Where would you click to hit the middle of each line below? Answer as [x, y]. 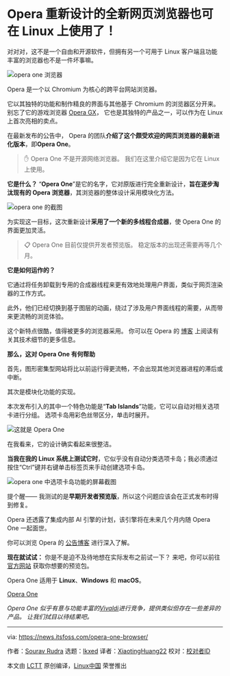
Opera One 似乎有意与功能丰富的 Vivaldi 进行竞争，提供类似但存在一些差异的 [114, 608]
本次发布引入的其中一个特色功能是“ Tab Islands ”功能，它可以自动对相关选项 [114, 406]
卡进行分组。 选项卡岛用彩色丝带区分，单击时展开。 [80, 415]
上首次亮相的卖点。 [34, 121]
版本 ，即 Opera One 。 [43, 144]
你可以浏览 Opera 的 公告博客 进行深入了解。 [70, 542]
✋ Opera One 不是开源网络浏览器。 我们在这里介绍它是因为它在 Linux [122, 158]
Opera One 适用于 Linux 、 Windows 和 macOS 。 [76, 580]
